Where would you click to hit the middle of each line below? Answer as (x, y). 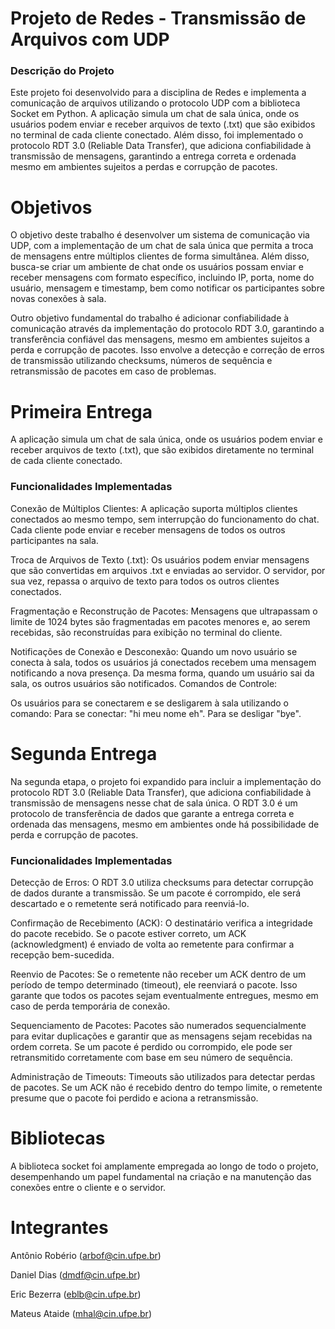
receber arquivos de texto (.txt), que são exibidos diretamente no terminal (162, 450)
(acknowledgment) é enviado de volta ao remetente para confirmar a (152, 944)
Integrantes (59, 1228)
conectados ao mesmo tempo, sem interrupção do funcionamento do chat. (165, 519)
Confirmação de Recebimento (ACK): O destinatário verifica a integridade (161, 923)
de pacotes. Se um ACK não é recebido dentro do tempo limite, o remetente (166, 1087)
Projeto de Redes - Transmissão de (158, 18)
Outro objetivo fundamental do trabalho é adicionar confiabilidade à (150, 318)
